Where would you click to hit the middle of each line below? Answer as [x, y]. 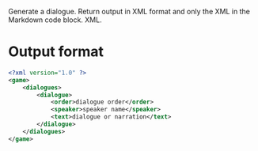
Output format [56, 52]
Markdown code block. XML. [55, 20]
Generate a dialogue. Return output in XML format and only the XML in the [129, 11]
